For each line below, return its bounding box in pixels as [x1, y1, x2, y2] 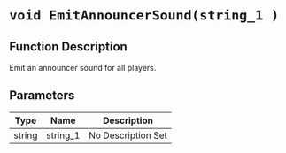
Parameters [9, 88, 75, 103]
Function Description [9, 39, 128, 54]
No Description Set [88, 129, 168, 142]
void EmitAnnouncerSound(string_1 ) [9, 7, 280, 24]
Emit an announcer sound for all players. [9, 63, 157, 73]
